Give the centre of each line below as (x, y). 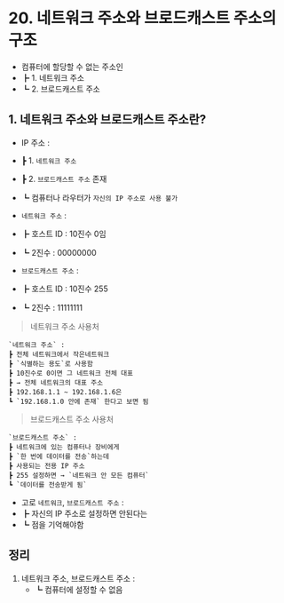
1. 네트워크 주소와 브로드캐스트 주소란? (107, 119)
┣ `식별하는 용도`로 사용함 (51, 364)
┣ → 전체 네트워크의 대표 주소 (56, 383)
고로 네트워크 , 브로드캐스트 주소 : (72, 502)
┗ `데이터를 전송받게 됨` (48, 485)
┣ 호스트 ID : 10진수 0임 (64, 234)
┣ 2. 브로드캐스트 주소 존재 (64, 179)
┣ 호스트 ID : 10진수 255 (64, 289)
